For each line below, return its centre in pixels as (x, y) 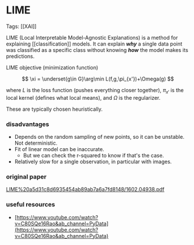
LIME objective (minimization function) (52, 67)
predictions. (20, 56)
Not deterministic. (36, 143)
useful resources (31, 205)
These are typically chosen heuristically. (54, 109)
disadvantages (28, 124)
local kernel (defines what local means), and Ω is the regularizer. (83, 97)
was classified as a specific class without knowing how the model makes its (97, 50)
